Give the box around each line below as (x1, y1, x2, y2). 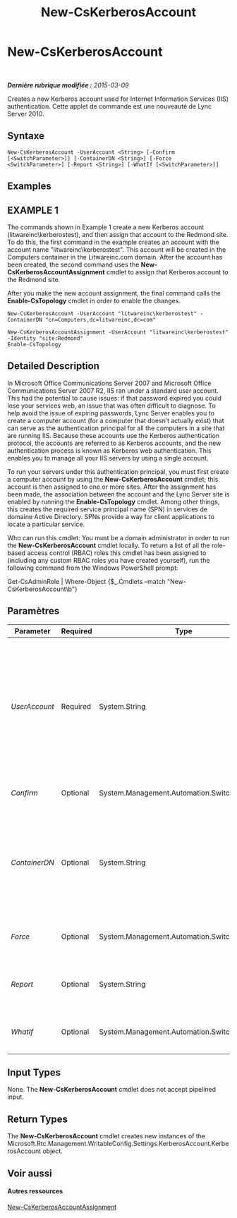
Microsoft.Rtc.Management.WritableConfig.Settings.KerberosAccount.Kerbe (7, 1140, 229, 1148)
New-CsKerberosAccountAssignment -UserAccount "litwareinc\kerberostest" (7, 329, 229, 336)
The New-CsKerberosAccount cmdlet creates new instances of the (7, 1132, 206, 1140)
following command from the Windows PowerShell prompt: (7, 564, 178, 572)
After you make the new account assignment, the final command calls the (7, 288, 221, 297)
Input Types (7, 1066, 61, 1078)
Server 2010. (7, 109, 44, 118)
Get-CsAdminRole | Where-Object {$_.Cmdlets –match (7, 577, 166, 585)
